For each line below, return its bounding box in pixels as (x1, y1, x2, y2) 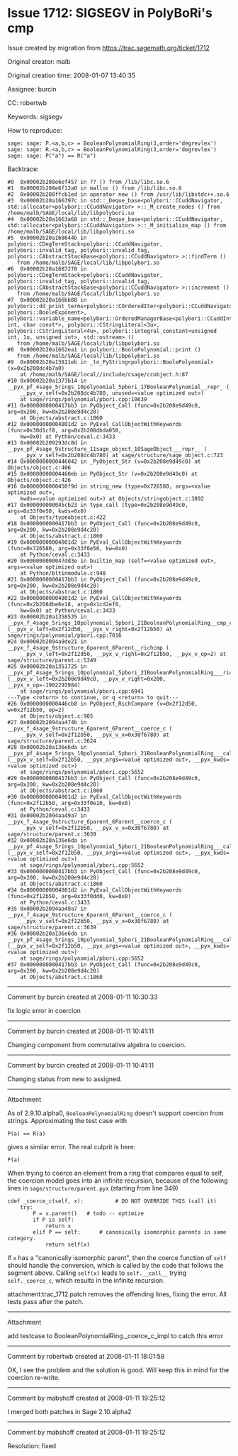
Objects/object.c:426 (7, 476, 72, 483)
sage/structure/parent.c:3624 (7, 737, 97, 745)
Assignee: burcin (7, 84, 57, 93)
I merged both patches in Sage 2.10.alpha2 (7, 1407, 132, 1416)
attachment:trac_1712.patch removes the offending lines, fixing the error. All (7, 1290, 227, 1298)
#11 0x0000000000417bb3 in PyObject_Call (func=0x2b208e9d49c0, (7, 402, 201, 409)
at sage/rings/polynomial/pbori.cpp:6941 (20, 687, 144, 695)
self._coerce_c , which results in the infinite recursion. (7, 1276, 165, 1284)
